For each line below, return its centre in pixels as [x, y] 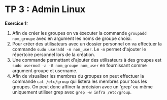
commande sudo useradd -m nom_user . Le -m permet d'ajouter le [79, 49]
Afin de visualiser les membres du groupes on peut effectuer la [78, 76]
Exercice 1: [16, 23]
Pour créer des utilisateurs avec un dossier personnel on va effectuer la [87, 43]
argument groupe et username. [45, 70]
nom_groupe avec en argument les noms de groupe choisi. [72, 38]
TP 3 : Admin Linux [45, 9]
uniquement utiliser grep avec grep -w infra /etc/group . [72, 92]
